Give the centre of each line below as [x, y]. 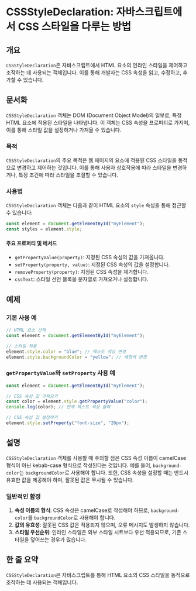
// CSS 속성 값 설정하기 [32, 418]
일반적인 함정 [23, 496]
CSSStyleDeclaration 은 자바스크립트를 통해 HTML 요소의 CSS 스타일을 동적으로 [98, 575]
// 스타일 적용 [21, 346]
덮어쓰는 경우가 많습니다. [58, 540]
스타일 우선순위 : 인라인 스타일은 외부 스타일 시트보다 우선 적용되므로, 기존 [98, 532]
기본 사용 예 [21, 318]
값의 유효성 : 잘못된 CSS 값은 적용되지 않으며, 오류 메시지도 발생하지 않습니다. [102, 525]
